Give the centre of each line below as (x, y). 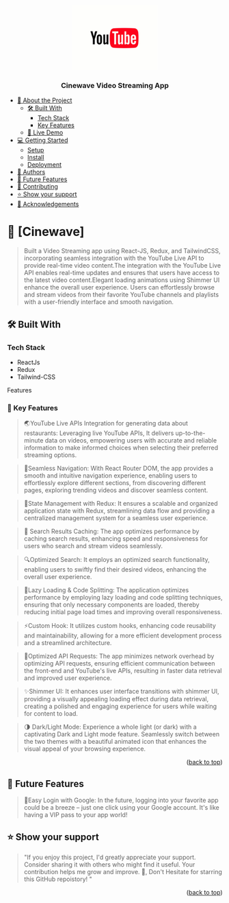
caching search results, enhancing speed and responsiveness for (116, 539)
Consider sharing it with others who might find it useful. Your (109, 864)
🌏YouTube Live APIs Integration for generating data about (106, 423)
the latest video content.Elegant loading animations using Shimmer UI (122, 280)
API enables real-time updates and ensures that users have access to (122, 273)
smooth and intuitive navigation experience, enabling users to (110, 476)
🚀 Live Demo (45, 132)
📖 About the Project (44, 100)
